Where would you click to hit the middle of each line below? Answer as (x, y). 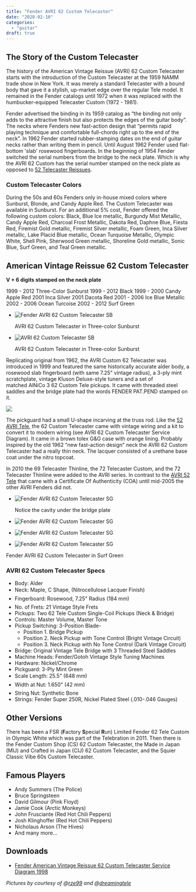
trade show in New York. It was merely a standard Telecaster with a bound (95, 83)
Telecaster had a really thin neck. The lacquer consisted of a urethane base (97, 451)
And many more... (36, 833)
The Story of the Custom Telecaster (72, 57)
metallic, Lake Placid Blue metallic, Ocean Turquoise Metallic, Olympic (90, 235)
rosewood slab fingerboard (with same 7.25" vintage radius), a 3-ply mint (94, 373)
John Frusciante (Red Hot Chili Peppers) (63, 814)
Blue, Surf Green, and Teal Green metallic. (57, 247)
